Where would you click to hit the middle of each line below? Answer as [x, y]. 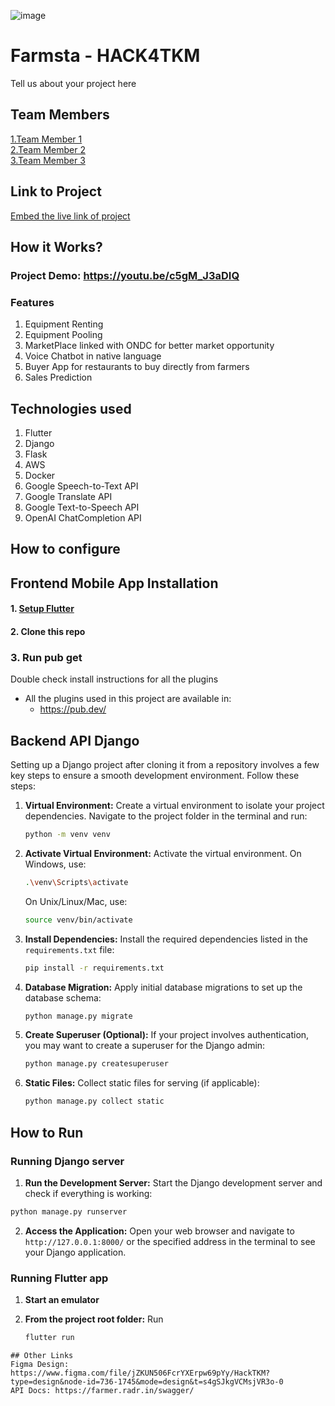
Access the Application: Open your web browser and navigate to [159, 1231]
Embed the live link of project [70, 216]
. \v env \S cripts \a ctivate [76, 882]
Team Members [60, 115]
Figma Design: [40, 1364]
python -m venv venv [67, 835]
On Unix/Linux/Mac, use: [76, 901]
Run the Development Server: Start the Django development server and [173, 1182]
